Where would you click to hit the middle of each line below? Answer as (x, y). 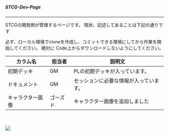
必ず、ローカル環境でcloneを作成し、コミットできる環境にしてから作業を (81, 41)
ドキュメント (23, 84)
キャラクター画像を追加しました (111, 101)
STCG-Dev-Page (23, 7)
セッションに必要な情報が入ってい (114, 80)
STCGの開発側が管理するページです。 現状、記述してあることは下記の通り (82, 24)
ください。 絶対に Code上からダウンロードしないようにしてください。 (91, 48)
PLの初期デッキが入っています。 (112, 71)
